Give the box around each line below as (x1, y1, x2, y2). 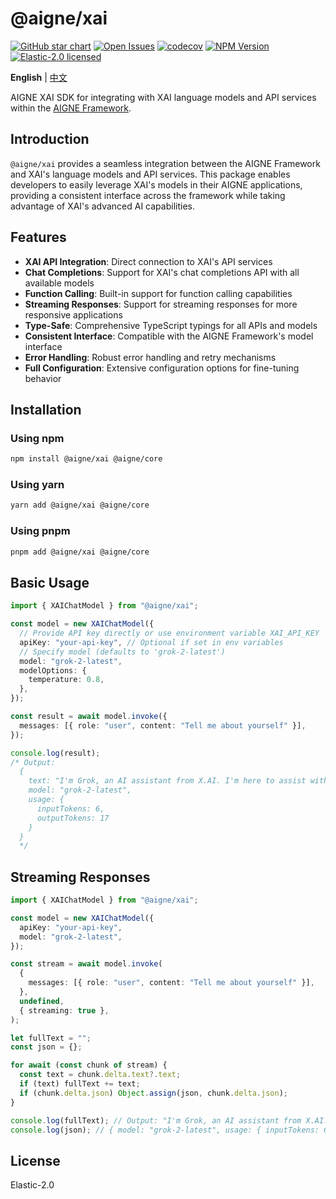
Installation (10, 401, 82, 418)
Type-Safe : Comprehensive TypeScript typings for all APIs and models (24, 319, 318, 331)
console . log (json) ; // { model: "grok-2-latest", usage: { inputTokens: (10, 1125, 320, 1135)
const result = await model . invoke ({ (10, 712, 168, 722)
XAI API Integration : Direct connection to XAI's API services (24, 255, 273, 267)
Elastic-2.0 (10, 1179, 55, 1191)
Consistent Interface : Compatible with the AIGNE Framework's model (24, 330, 314, 342)
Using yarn (10, 478, 65, 492)
